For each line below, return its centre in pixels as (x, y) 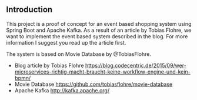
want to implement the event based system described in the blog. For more (97, 36)
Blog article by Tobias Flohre (49, 65)
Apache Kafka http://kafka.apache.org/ (62, 90)
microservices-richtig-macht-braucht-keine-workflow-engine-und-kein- (103, 71)
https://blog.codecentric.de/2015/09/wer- (136, 65)
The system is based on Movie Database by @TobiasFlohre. (79, 54)
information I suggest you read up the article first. (66, 42)
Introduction (29, 10)
